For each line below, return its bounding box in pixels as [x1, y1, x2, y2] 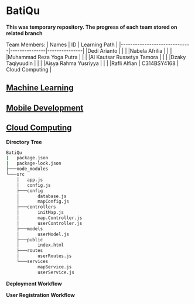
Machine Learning [6, 83, 74, 93]
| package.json [6, 155, 49, 161]
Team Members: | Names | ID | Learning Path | [6, 41, 118, 48]
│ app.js [16, 177, 43, 183]
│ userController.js [16, 220, 83, 226]
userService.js [37, 269, 75, 275]
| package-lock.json [6, 160, 61, 166]
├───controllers [16, 204, 57, 210]
